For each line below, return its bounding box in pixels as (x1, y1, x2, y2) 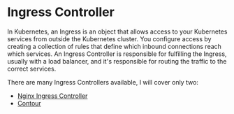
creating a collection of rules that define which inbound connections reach (7, 42, 222, 50)
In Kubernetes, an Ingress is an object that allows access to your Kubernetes (7, 27, 228, 36)
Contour (17, 99, 42, 107)
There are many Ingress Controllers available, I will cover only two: (7, 78, 199, 86)
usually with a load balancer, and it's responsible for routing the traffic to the (7, 57, 227, 65)
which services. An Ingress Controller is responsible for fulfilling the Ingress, (7, 50, 227, 58)
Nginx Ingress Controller (17, 92, 88, 100)
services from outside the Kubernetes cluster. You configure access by (7, 34, 212, 43)
